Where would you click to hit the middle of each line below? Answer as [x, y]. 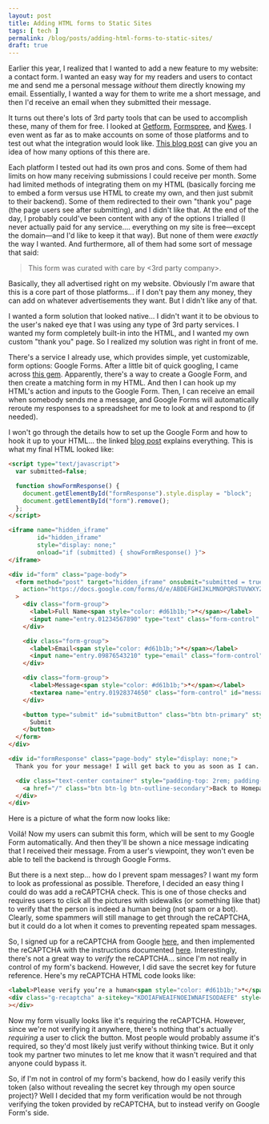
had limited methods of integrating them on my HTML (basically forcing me [132, 184]
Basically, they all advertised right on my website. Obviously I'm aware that [132, 284]
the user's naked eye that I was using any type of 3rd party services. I [123, 324]
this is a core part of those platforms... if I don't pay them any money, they [130, 292]
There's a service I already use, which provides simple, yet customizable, [129, 357]
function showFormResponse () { [68, 485]
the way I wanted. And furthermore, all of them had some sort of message [130, 244]
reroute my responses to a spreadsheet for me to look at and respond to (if [131, 409]
